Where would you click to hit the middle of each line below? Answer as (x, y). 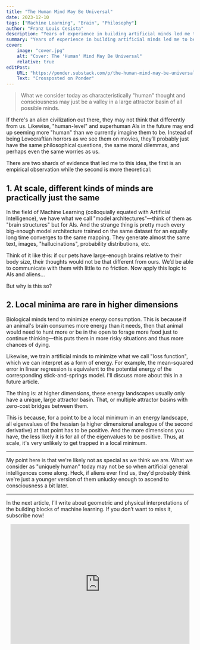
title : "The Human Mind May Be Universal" (60, 12)
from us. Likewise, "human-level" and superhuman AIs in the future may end (100, 126)
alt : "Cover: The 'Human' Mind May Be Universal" (80, 56)
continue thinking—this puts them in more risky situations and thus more (95, 338)
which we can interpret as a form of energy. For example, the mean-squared (100, 362)
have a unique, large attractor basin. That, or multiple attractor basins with (97, 399)
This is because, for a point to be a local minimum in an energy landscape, (97, 417)
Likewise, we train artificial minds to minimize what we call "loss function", (97, 356)
